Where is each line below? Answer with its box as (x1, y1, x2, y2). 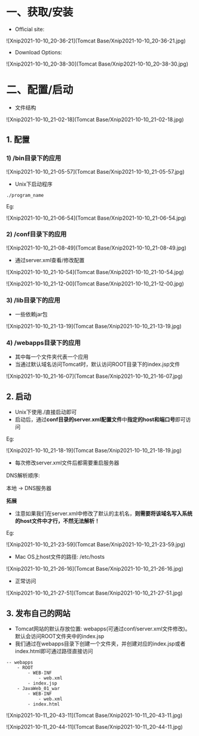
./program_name (6, 192, 44, 198)
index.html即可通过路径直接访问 (14, 648, 94, 655)
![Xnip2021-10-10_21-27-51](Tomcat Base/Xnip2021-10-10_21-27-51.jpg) (6, 589, 183, 597)
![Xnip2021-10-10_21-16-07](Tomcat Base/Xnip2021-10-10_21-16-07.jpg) (6, 372, 183, 380)
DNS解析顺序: (6, 472, 40, 479)
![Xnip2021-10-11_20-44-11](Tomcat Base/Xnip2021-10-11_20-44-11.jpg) (6, 723, 183, 731)
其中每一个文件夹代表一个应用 (14, 353, 88, 361)
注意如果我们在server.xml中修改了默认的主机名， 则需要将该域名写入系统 (14, 510, 193, 517)
